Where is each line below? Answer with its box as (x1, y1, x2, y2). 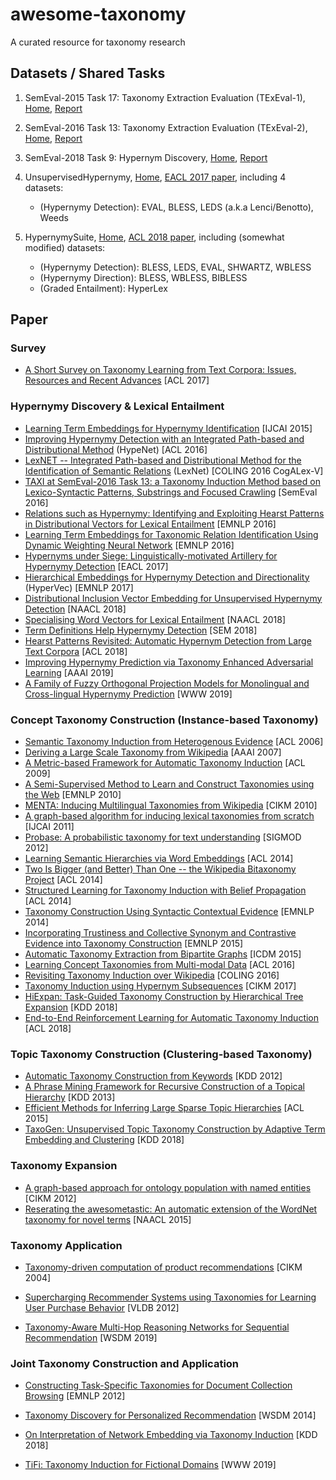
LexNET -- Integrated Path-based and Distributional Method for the (24, 454, 302, 466)
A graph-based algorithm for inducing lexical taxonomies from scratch (24, 810, 315, 822)
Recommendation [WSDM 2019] (24, 1331, 158, 1343)
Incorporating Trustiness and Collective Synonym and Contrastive (24, 927, 297, 939)
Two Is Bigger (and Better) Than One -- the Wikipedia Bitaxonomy (24, 863, 297, 875)
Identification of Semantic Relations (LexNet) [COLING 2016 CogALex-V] (24, 464, 324, 477)
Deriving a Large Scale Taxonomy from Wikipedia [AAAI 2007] (24, 746, 282, 758)
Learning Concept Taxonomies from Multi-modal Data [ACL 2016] (24, 959, 296, 971)
